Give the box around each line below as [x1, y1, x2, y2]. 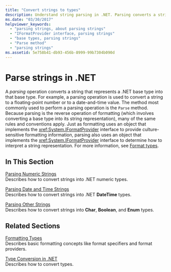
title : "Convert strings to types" [5, 7, 81, 13]
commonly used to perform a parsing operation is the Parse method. [5, 105, 149, 111]
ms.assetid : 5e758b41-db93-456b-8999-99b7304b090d [5, 50, 115, 55]
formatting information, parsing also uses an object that [25, 132, 141, 138]
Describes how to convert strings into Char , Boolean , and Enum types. [5, 207, 154, 213]
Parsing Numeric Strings [5, 171, 57, 177]
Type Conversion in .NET [5, 256, 58, 262]
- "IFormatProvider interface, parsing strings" [10, 31, 115, 36]
